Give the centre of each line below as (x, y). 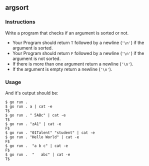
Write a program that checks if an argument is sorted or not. (67, 33)
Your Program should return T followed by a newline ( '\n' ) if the (78, 42)
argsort (17, 8)
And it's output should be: (32, 93)
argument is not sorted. (36, 58)
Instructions (20, 22)
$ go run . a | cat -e (29, 106)
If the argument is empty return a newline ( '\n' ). (62, 69)
